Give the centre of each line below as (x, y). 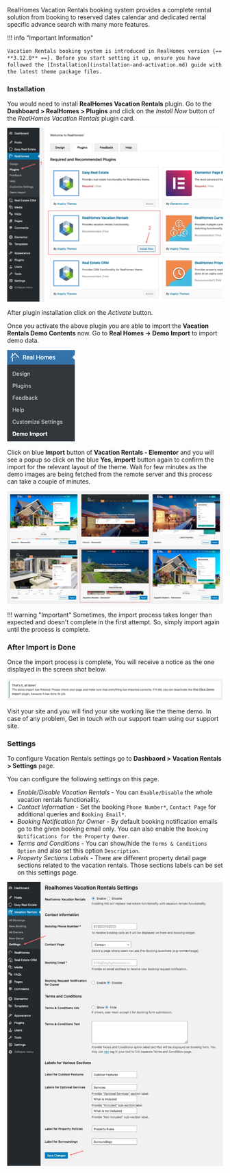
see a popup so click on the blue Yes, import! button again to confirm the (111, 460)
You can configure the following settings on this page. (83, 779)
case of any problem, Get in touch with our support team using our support (113, 718)
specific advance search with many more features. (79, 24)
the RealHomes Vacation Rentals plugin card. (71, 119)
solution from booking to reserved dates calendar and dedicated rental (107, 17)
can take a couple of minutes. (49, 482)
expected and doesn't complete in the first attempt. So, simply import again (114, 622)
